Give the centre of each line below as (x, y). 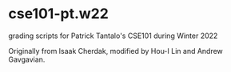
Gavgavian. (27, 59)
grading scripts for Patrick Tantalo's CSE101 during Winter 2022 (113, 36)
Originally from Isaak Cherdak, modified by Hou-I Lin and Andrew (116, 51)
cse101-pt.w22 (59, 14)
